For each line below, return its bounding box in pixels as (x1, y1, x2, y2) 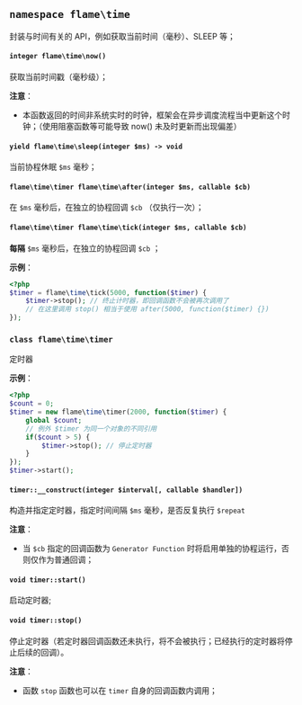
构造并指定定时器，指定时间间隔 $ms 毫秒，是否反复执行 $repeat (9, 504, 245, 516)
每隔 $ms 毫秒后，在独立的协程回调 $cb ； (9, 243, 161, 254)
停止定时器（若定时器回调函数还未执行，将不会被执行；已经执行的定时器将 (9, 635, 285, 647)
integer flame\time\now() (9, 52, 106, 61)
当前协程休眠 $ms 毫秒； (9, 162, 97, 173)
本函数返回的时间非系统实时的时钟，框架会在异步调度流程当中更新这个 (22, 110, 283, 120)
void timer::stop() (9, 616, 83, 625)
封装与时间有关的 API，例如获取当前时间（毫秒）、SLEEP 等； (9, 31, 235, 41)
